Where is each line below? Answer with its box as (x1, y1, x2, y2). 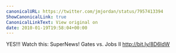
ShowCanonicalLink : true (6, 14, 67, 20)
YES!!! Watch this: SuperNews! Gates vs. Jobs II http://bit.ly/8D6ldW (6, 41, 170, 48)
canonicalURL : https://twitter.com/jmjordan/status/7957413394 (6, 8, 164, 15)
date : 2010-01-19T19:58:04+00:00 (6, 24, 88, 31)
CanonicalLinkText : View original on (6, 19, 98, 25)
